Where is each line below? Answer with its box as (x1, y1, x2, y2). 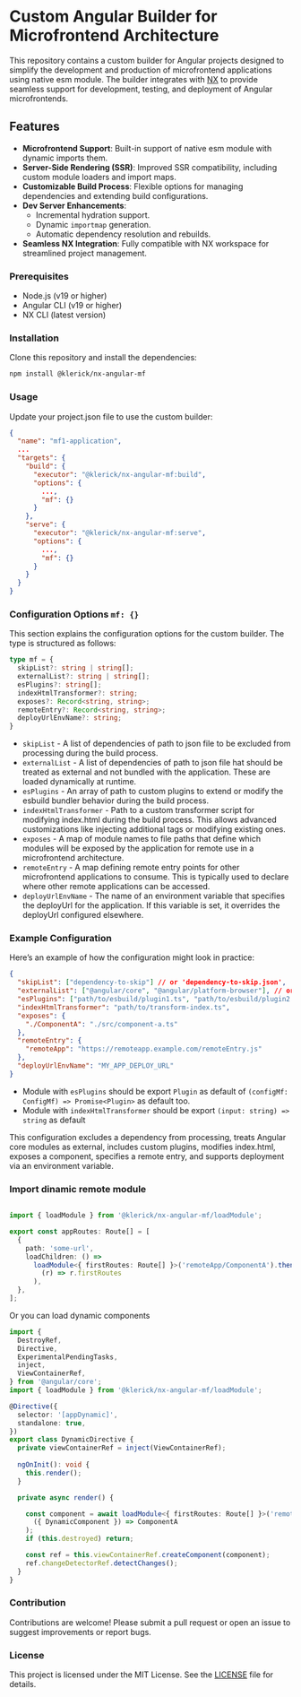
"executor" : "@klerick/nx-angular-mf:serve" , (32, 529, 206, 538)
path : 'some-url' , (25, 1243, 94, 1252)
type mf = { (9, 655, 54, 664)
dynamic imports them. (21, 152, 108, 163)
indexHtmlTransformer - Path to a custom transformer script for (21, 805, 255, 816)
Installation (9, 332, 60, 344)
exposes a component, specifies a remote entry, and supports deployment (9, 1150, 285, 1162)
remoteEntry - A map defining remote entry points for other (21, 862, 240, 873)
